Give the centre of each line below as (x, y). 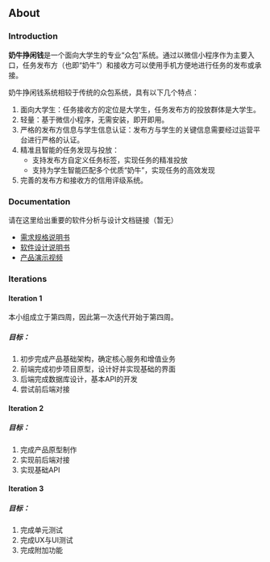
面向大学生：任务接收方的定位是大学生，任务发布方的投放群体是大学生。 (140, 109)
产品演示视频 (41, 257)
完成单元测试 (41, 530)
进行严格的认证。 (56, 140)
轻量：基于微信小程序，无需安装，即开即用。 (94, 120)
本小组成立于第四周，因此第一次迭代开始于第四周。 (93, 317)
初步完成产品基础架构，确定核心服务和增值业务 (98, 359)
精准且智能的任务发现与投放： (69, 149)
